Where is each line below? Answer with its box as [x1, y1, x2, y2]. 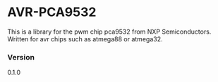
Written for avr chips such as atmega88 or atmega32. [7, 34, 163, 43]
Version [7, 52, 35, 62]
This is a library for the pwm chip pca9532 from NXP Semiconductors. [7, 27, 212, 36]
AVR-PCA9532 [7, 4, 97, 20]
